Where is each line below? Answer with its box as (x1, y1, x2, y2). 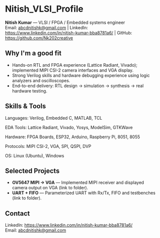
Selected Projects (5, 166, 60, 175)
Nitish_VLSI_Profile (5, 3, 83, 15)
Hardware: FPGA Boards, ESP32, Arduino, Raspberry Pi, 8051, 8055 (5, 134, 141, 140)
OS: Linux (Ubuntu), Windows (5, 152, 64, 159)
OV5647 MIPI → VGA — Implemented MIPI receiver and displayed (12, 180, 144, 185)
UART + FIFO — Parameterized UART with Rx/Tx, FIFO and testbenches (12, 190, 156, 196)
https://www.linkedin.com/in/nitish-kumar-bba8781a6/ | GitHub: (5, 30, 132, 36)
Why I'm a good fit (5, 49, 62, 57)
